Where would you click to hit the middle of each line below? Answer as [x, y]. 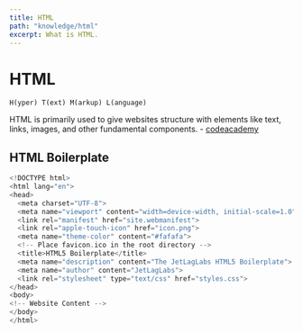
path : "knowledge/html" [54, 26]
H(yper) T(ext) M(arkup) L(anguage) [78, 103]
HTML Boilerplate [60, 157]
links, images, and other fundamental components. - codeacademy [134, 129]
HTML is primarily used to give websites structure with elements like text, [146, 120]
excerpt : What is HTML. [54, 34]
